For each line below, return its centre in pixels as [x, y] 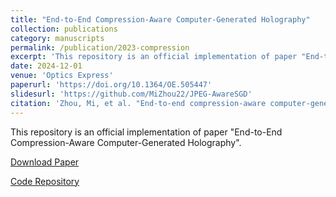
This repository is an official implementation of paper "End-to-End [146, 132]
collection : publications [64, 29]
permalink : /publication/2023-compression [100, 47]
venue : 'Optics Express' [62, 76]
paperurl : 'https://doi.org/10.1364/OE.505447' [111, 85]
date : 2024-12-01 [46, 66]
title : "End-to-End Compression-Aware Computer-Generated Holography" [160, 19]
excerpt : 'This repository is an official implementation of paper [154, 57]
